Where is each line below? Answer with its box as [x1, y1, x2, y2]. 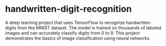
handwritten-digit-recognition [5, 3, 132, 15]
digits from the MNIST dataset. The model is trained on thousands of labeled [5, 24, 162, 30]
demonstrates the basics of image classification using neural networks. [5, 35, 151, 41]
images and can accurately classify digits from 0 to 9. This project [5, 30, 140, 36]
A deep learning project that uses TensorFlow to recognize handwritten [5, 20, 151, 25]
